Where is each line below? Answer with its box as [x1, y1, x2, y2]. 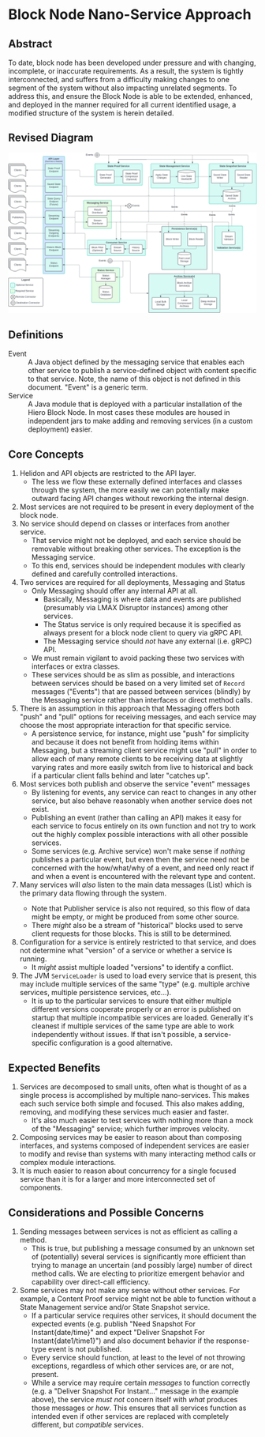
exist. [31, 805, 50, 814]
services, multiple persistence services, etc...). [19, 988, 172, 998]
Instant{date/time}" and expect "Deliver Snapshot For [31, 1327, 205, 1337]
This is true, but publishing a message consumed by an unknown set [31, 1243, 255, 1253]
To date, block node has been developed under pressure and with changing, [8, 58, 256, 67]
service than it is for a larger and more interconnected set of [19, 1175, 215, 1184]
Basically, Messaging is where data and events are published [43, 594, 242, 604]
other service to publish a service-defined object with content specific [28, 366, 257, 375]
